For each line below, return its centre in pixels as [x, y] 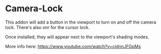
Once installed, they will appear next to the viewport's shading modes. [77, 37]
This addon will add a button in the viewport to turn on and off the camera [81, 22]
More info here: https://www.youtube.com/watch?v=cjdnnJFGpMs [73, 46]
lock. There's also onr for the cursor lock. [47, 27]
